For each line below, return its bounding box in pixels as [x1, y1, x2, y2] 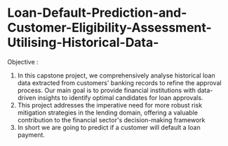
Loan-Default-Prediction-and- [7, 5, 187, 21]
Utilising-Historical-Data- [7, 35, 159, 50]
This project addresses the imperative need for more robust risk [17, 101, 202, 109]
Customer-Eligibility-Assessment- [7, 20, 212, 36]
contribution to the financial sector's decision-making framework [17, 115, 206, 124]
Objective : [7, 57, 39, 66]
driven [17, 93, 36, 102]
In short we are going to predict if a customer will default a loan [17, 123, 201, 131]
